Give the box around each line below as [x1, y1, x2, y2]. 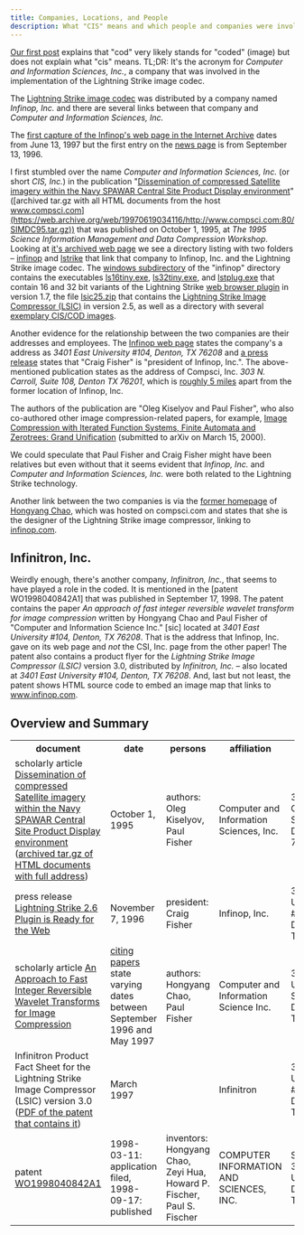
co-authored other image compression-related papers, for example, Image [10, 412, 288, 423]
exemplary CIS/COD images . [10, 310, 116, 321]
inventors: [166, 1132, 208, 1145]
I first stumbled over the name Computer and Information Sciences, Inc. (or [10, 166, 290, 177]
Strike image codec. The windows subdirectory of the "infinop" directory [10, 262, 281, 273]
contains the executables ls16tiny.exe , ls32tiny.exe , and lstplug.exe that [10, 272, 275, 283]
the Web [14, 924, 51, 937]
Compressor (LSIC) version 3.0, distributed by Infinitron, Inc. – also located [10, 660, 288, 671]
